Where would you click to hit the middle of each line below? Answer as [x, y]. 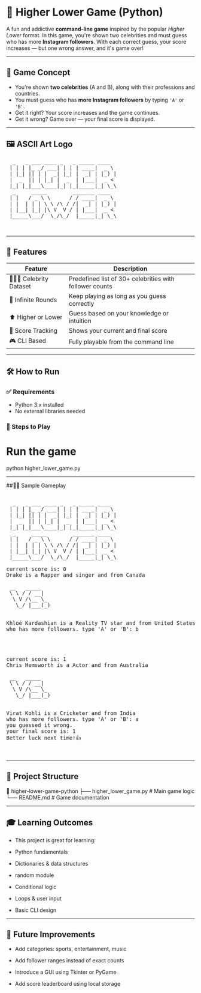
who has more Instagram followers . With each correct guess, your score [96, 41]
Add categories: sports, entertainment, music [71, 949]
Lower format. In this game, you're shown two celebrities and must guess [97, 35]
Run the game [41, 451]
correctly [81, 304]
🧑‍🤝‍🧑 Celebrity [29, 279]
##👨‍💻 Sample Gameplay [36, 485]
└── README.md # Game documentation [58, 797]
